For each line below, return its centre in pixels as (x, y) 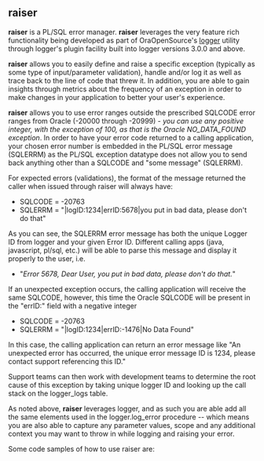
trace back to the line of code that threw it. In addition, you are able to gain (129, 80)
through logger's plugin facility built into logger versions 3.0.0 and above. (127, 48)
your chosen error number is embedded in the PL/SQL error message (121, 146)
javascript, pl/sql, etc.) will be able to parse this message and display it (123, 250)
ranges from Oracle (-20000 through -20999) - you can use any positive (126, 120)
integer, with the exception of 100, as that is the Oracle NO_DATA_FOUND (127, 129)
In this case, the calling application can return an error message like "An (125, 345)
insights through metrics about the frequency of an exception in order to (125, 89)
